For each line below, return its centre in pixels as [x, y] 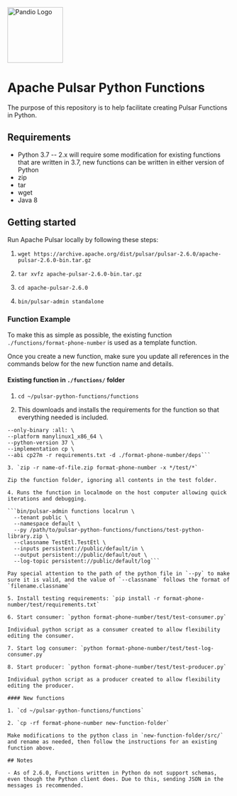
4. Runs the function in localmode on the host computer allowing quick [117, 493]
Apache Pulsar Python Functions [106, 88]
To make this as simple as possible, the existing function [90, 335]
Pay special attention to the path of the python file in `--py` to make [119, 574]
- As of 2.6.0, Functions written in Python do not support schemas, [112, 773]
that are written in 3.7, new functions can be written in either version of [121, 162]
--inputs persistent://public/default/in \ [79, 549]
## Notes [20, 761]
